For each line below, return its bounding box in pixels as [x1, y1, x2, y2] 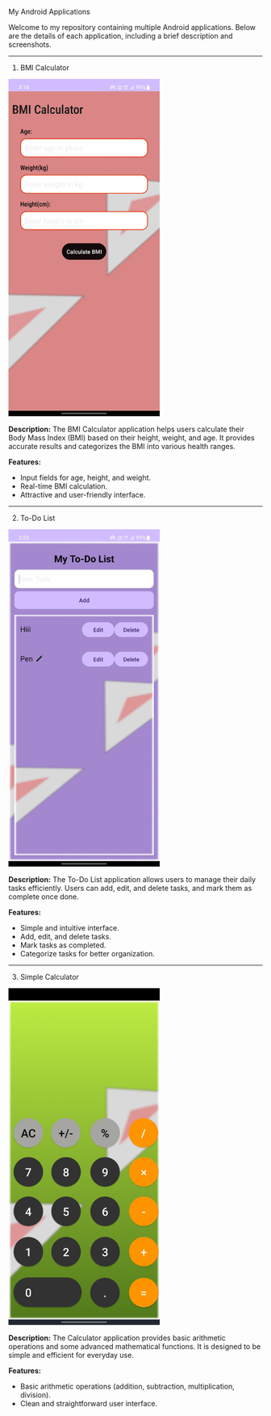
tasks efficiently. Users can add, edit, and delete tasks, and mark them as [8, 883, 252, 893]
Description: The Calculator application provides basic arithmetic [8, 1333, 226, 1343]
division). [19, 1390, 51, 1400]
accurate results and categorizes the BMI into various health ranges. [8, 441, 236, 451]
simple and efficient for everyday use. [8, 1351, 135, 1360]
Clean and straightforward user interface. [19, 1399, 158, 1409]
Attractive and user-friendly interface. [19, 490, 146, 499]
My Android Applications [8, 7, 90, 16]
